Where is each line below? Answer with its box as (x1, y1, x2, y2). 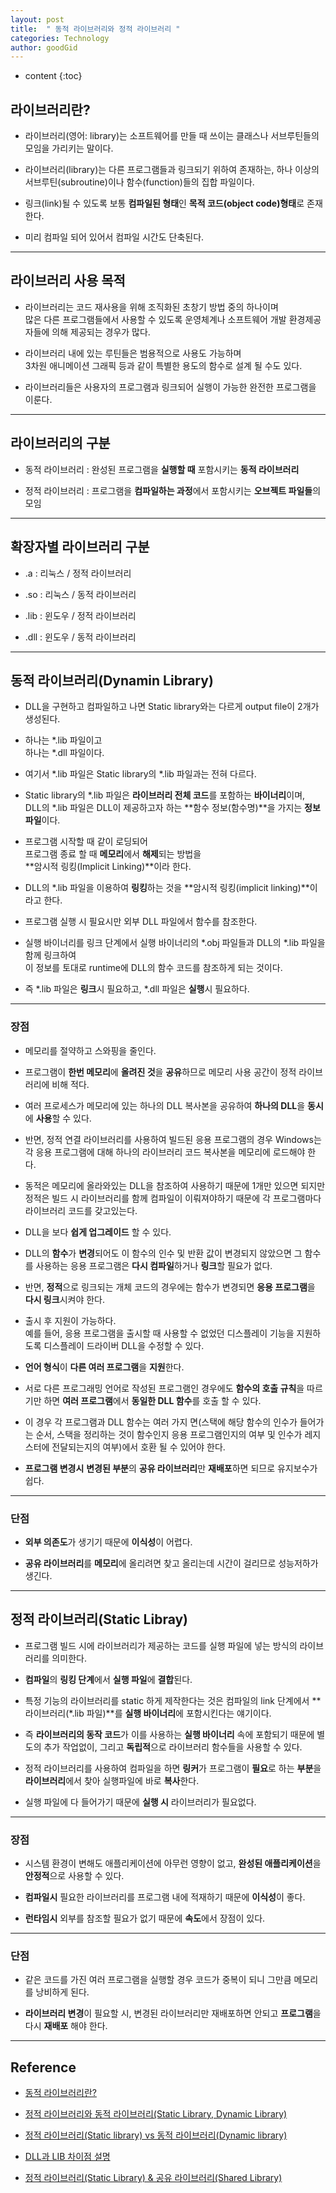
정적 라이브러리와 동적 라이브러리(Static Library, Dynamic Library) (24, 2108, 288, 2120)
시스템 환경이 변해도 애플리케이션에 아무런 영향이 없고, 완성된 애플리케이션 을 (24, 1857, 322, 1870)
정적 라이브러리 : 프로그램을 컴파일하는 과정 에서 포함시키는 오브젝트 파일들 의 (24, 484, 322, 496)
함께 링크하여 (24, 949, 77, 961)
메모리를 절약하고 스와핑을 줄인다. (24, 1044, 157, 1056)
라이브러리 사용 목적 (10, 272, 126, 290)
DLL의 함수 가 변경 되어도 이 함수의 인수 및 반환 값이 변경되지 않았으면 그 (24, 1247, 303, 1259)
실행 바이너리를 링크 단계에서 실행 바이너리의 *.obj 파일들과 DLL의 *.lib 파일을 (24, 937, 326, 949)
